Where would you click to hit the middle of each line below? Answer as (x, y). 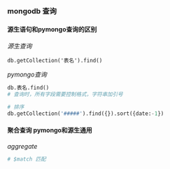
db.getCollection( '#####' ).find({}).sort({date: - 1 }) (86, 114)
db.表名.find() (28, 88)
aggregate (22, 146)
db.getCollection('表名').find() (55, 61)
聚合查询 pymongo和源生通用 (50, 130)
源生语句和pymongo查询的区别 (52, 29)
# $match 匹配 (27, 159)
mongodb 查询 (32, 11)
